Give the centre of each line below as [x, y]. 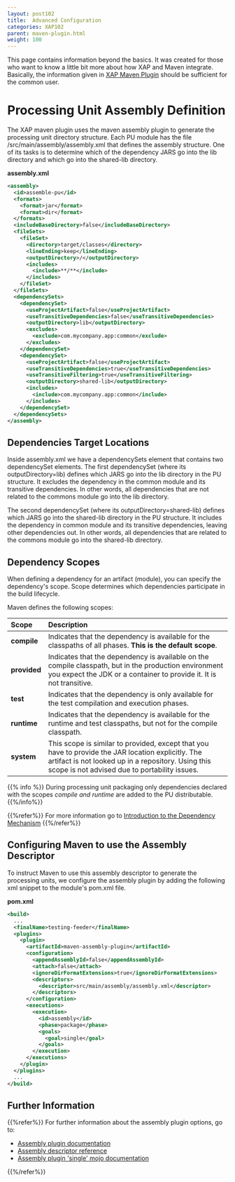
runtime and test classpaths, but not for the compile [133, 724]
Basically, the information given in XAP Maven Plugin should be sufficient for [117, 75]
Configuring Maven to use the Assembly [97, 845]
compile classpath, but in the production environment [136, 665]
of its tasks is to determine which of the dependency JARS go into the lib [112, 152]
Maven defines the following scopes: [60, 608]
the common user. [33, 82]
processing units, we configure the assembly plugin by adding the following [116, 880]
